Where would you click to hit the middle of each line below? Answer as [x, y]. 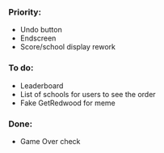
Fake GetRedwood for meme [67, 103]
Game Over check [50, 141]
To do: [21, 68]
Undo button [41, 30]
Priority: [25, 12]
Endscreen [38, 38]
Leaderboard [42, 85]
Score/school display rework [67, 47]
